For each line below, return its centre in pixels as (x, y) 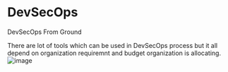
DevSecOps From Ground (45, 32)
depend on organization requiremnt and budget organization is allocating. (114, 53)
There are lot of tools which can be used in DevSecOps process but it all (112, 45)
